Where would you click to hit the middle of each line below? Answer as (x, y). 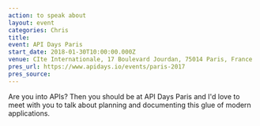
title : (19, 37)
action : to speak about (47, 15)
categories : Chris (38, 30)
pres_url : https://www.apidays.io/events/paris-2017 (97, 67)
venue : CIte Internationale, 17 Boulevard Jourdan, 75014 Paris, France (130, 60)
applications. (29, 113)
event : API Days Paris (45, 45)
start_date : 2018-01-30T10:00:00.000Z (72, 52)
